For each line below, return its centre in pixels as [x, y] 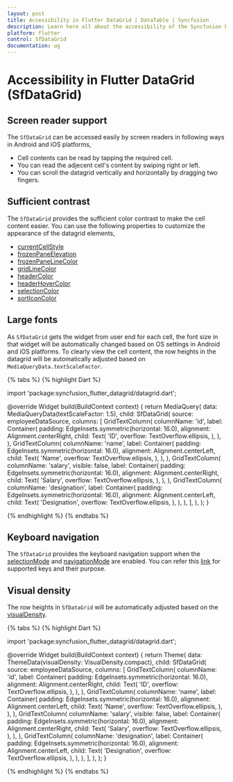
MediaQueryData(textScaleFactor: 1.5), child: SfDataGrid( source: [101, 414]
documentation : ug [34, 46]
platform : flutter [34, 33]
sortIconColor [37, 298]
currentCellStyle [41, 246]
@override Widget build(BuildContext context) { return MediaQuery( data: [112, 406]
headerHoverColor [44, 283]
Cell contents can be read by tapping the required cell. [95, 158]
